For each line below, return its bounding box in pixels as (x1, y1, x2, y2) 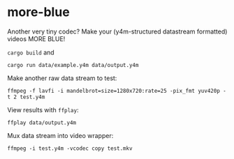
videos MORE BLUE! (7, 34, 66, 43)
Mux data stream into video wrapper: (7, 131, 114, 139)
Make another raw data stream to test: (7, 74, 117, 82)
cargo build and (7, 48, 54, 56)
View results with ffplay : (7, 105, 79, 114)
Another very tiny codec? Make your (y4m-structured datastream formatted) (7, 27, 228, 36)
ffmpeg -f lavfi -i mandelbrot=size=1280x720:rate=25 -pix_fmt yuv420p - (7, 87, 227, 94)
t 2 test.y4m (7, 93, 45, 100)
